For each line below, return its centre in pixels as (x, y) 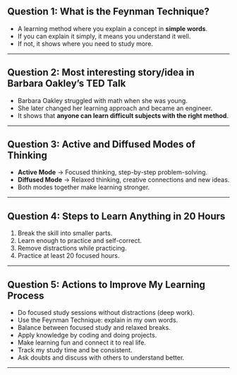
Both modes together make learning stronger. (84, 187)
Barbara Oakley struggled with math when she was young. (103, 100)
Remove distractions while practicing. (72, 248)
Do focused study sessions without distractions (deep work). (106, 313)
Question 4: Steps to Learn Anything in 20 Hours (116, 216)
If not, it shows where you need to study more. (85, 43)
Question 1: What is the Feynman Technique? (109, 12)
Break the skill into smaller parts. (65, 233)
